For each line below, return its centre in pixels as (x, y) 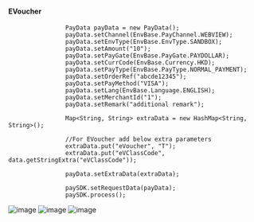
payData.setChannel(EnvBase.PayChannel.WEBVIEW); (149, 35)
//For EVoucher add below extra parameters (139, 139)
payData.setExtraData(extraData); (122, 174)
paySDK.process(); (96, 195)
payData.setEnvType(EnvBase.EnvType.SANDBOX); (144, 42)
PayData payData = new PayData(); (122, 28)
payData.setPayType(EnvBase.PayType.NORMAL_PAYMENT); (156, 70)
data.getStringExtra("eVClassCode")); (72, 160)
